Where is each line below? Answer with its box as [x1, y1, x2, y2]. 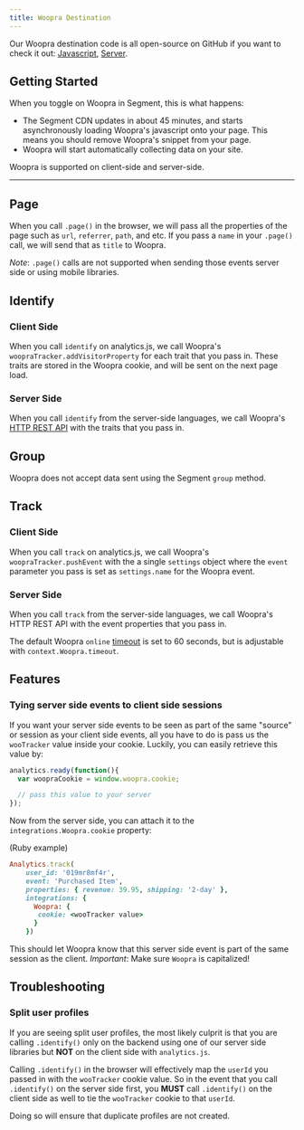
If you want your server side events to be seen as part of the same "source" [9, 719, 292, 730]
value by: [9, 748, 43, 759]
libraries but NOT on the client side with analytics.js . [9, 1046, 211, 1057]
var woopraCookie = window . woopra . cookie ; [17, 774, 180, 783]
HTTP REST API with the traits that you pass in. [9, 423, 185, 433]
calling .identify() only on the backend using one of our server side [9, 1037, 267, 1048]
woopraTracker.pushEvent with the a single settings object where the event [9, 556, 289, 566]
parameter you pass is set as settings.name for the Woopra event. [9, 565, 255, 576]
